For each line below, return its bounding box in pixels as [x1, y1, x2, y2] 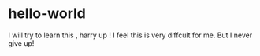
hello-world [8, 5, 87, 23]
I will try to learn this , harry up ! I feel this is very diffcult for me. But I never [8, 30, 253, 40]
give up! [8, 38, 35, 47]
